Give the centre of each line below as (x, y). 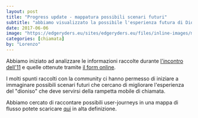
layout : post (22, 11)
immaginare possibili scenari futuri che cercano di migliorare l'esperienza (95, 85)
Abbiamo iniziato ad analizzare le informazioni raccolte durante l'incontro (95, 61)
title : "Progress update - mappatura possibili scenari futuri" (87, 17)
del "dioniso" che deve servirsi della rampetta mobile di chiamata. (86, 91)
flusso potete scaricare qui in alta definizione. (62, 109)
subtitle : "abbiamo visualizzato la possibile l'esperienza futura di (95, 22)
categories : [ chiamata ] (35, 39)
